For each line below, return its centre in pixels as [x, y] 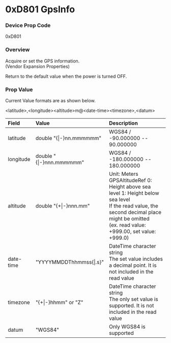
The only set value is [134, 299]
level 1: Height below [134, 193]
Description [123, 123]
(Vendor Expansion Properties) [38, 66]
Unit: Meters [123, 174]
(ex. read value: [127, 225]
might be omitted [129, 219]
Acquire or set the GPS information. [42, 61]
